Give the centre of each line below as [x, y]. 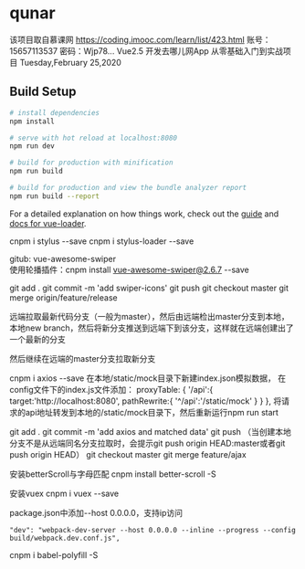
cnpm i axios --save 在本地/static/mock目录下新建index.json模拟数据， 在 [148, 378]
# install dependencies [55, 112]
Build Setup [43, 92]
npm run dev [32, 146]
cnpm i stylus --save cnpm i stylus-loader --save [102, 241]
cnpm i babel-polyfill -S [54, 554]
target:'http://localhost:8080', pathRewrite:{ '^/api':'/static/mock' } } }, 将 [146, 401]
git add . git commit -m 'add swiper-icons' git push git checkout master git [149, 288]
